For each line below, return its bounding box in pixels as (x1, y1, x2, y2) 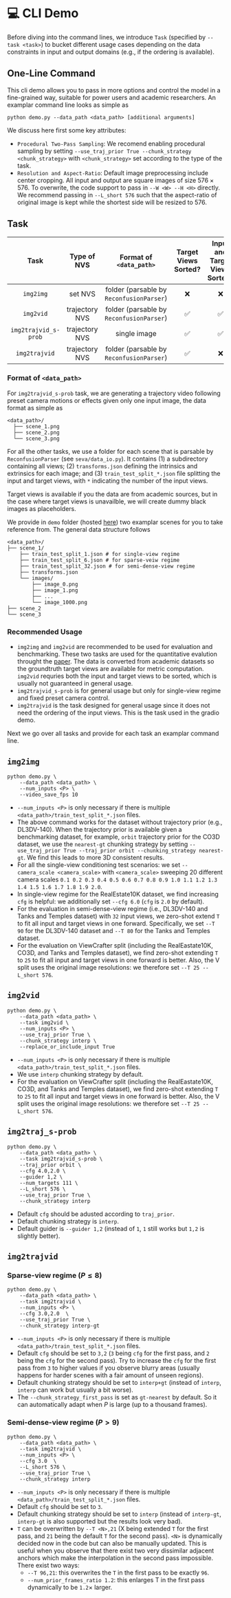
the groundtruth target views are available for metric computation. (16, 665, 204, 673)
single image (115, 328, 157, 338)
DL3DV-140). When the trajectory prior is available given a (16, 825, 182, 833)
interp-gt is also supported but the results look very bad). (16, 1517, 183, 1525)
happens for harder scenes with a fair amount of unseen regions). (16, 1371, 204, 1379)
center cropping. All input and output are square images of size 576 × (16, 176, 214, 184)
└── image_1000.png (32, 599, 88, 606)
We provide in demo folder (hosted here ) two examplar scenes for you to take (7, 518, 223, 526)
